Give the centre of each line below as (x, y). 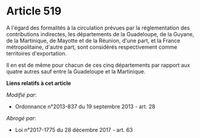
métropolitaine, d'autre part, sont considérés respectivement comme (92, 47)
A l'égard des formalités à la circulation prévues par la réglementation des (98, 28)
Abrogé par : (21, 118)
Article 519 (34, 11)
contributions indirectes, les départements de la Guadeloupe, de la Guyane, (100, 34)
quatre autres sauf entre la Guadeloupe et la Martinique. (76, 71)
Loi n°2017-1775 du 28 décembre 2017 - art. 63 (74, 130)
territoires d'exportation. (37, 53)
